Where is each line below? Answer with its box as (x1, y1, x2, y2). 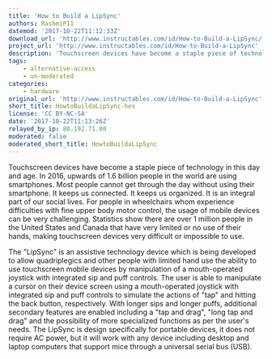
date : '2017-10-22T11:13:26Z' (8, 118, 111, 126)
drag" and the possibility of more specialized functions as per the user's (8, 315, 249, 325)
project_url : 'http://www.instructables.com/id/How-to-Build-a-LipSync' (8, 42, 259, 50)
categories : (8, 79, 49, 88)
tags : (8, 58, 27, 66)
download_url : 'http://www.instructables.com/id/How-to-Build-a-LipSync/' (8, 34, 266, 43)
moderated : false (8, 132, 67, 140)
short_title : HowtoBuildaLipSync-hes (8, 102, 136, 110)
